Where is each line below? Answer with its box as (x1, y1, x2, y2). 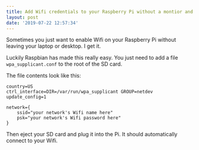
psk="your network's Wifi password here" (17, 115, 121, 121)
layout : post (6, 14, 39, 20)
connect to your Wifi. (6, 137, 58, 144)
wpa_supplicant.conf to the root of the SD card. (6, 60, 123, 68)
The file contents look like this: (6, 72, 82, 79)
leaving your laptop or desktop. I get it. (6, 42, 101, 50)
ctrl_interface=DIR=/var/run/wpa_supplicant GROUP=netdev (6, 89, 153, 95)
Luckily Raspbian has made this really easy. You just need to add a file (6, 54, 179, 62)
